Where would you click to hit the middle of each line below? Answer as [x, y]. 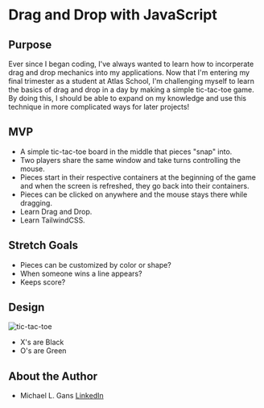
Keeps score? [43, 282]
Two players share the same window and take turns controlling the [130, 160]
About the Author [53, 376]
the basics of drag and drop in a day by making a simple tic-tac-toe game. [132, 90]
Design [27, 308]
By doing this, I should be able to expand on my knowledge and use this [128, 98]
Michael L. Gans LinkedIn [62, 396]
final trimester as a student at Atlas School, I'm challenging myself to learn [132, 81]
